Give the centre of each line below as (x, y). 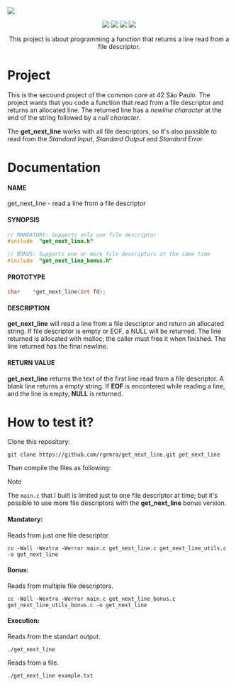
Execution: (24, 621)
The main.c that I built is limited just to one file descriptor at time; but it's (113, 496)
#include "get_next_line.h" (50, 241)
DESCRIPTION (29, 307)
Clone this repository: (39, 442)
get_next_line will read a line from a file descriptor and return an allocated (116, 324)
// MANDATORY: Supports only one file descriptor (82, 235)
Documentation (54, 168)
